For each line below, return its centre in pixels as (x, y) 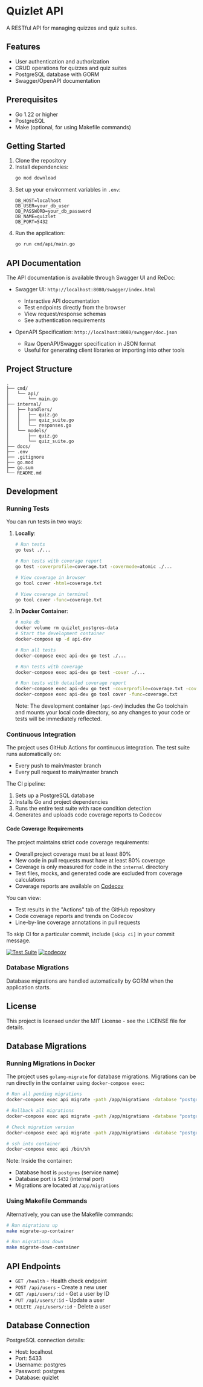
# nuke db (27, 622)
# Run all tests (35, 650)
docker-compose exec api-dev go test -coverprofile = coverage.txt (99, 689)
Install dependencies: (42, 167)
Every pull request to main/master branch (67, 772)
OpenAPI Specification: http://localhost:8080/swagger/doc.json (96, 332)
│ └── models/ (27, 430)
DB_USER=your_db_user (42, 206)
